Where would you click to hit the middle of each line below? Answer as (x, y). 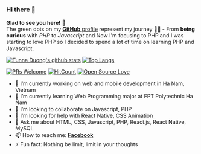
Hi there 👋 (21, 10)
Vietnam (25, 90)
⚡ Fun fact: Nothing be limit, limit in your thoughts (76, 144)
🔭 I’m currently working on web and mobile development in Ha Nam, (100, 83)
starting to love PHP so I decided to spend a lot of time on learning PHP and (100, 42)
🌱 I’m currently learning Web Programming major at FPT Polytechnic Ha (104, 97)
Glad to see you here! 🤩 (36, 23)
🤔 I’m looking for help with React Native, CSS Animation (84, 116)
